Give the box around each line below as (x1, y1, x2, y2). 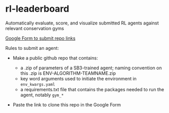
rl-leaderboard (5, 3, 70, 15)
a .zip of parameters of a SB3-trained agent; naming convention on (20, 65, 162, 71)
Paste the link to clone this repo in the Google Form (12, 101, 121, 107)
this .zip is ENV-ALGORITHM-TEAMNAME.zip (20, 70, 116, 76)
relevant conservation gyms (5, 25, 64, 31)
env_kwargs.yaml (20, 82, 55, 87)
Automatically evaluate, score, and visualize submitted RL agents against (5, 20, 159, 26)
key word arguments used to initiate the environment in (20, 75, 137, 81)
